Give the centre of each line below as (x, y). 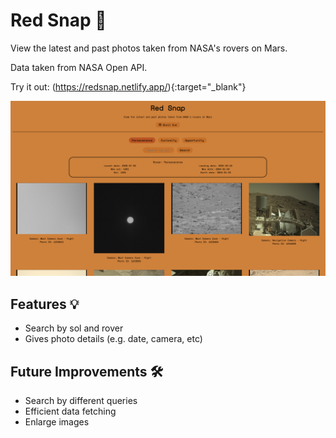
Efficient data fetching (70, 411)
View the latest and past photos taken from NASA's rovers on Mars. (149, 48)
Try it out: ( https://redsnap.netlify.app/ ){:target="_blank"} (128, 86)
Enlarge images (57, 422)
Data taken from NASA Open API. (79, 67)
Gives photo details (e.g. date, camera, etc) (113, 339)
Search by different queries (81, 401)
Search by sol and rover (74, 328)
